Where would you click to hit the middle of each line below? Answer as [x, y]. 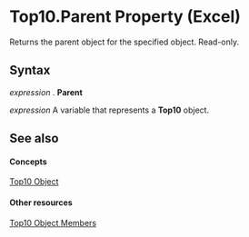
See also [34, 138]
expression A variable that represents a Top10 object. [110, 110]
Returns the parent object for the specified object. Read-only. [124, 42]
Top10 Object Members [53, 222]
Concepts [28, 162]
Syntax [30, 70]
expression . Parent [46, 92]
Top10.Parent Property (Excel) [125, 17]
